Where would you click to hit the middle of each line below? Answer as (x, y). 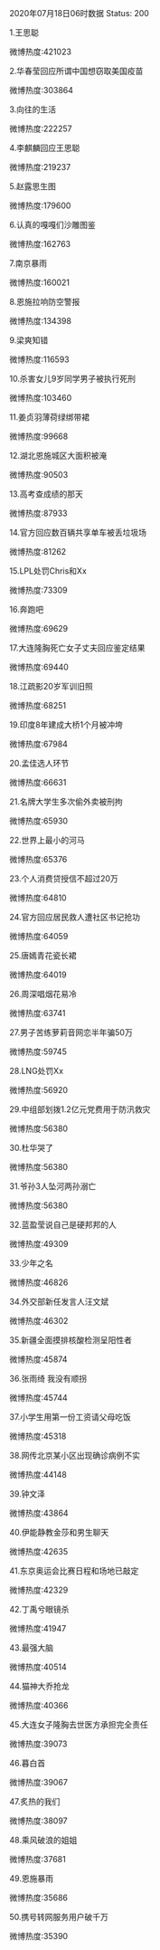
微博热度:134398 (41, 321)
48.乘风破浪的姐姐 (43, 1840)
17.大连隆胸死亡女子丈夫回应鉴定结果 (77, 648)
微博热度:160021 (40, 282)
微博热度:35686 (39, 1898)
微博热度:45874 (38, 1359)
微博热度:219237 (40, 167)
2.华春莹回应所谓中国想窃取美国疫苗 (76, 71)
